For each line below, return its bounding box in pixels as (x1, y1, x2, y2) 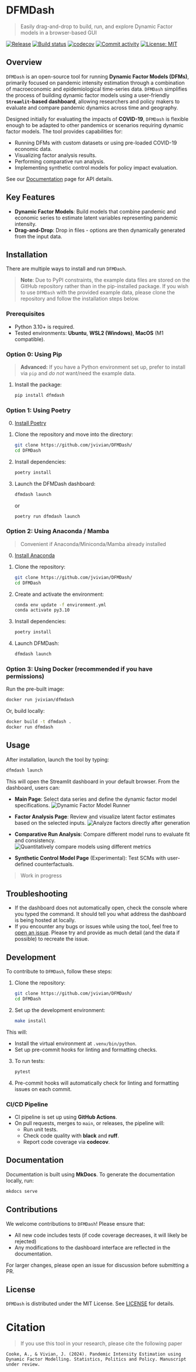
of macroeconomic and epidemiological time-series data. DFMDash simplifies (6, 85, 188, 92)
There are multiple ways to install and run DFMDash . (6, 265, 127, 272)
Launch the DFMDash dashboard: (14, 480, 96, 487)
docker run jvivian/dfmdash (6, 697, 75, 703)
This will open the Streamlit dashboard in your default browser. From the (6, 778, 180, 785)
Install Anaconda (14, 551, 55, 559)
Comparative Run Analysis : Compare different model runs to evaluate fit (14, 831, 190, 838)
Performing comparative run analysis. (14, 157, 105, 164)
